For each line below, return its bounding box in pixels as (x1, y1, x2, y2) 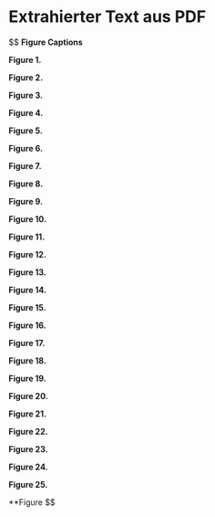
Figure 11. (8, 231, 46, 242)
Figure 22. (8, 426, 48, 437)
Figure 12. (8, 248, 47, 259)
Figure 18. (8, 354, 47, 366)
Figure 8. (8, 178, 44, 189)
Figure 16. (8, 320, 46, 331)
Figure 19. (8, 373, 46, 384)
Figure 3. (8, 90, 44, 100)
